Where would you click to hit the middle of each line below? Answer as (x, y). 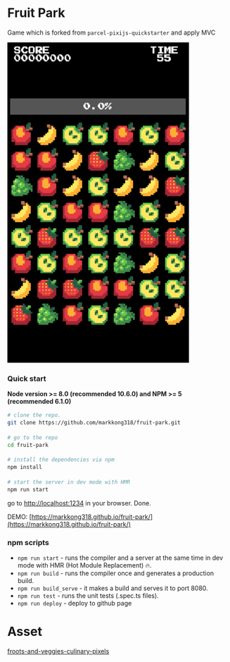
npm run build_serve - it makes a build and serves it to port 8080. (113, 588)
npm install (25, 467)
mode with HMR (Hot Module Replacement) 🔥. (85, 565)
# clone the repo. (34, 415)
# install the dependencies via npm (61, 460)
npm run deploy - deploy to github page (75, 603)
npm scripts (28, 542)
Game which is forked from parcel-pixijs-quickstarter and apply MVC (111, 32)
